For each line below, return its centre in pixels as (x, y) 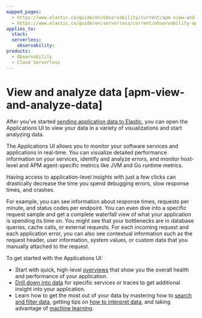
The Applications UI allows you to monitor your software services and (92, 146)
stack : (20, 34)
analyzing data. (25, 135)
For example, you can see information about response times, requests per (98, 202)
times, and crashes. (31, 190)
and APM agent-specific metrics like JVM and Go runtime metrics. (101, 165)
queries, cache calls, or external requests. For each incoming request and (98, 227)
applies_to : (21, 29)
